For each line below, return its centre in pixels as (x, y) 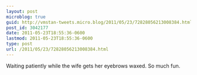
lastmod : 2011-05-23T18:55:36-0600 (50, 38)
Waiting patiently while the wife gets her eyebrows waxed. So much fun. (93, 66)
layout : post (22, 11)
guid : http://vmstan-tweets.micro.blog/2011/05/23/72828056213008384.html (99, 22)
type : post (19, 44)
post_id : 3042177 (27, 28)
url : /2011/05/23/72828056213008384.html (57, 49)
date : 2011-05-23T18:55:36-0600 (45, 33)
